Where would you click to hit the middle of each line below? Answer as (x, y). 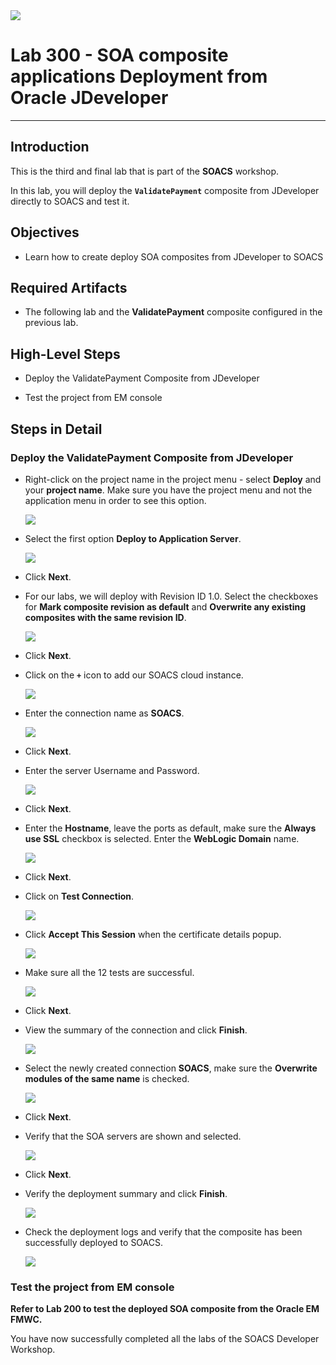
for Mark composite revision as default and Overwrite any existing (165, 606)
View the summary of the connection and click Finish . (136, 1030)
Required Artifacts (69, 287)
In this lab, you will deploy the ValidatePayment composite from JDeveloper (165, 190)
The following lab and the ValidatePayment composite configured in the (173, 312)
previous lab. (51, 323)
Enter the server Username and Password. (112, 770)
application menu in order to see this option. (115, 500)
